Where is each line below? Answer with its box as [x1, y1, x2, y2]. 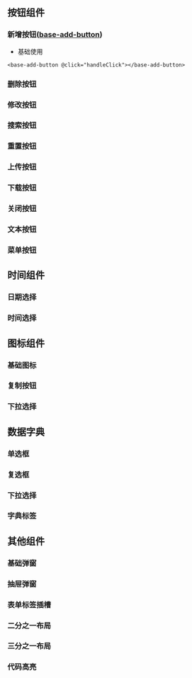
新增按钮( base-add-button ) [7, 30, 103, 40]
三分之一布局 [7, 641, 52, 651]
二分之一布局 [7, 621, 52, 631]
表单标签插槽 [7, 599, 52, 609]
